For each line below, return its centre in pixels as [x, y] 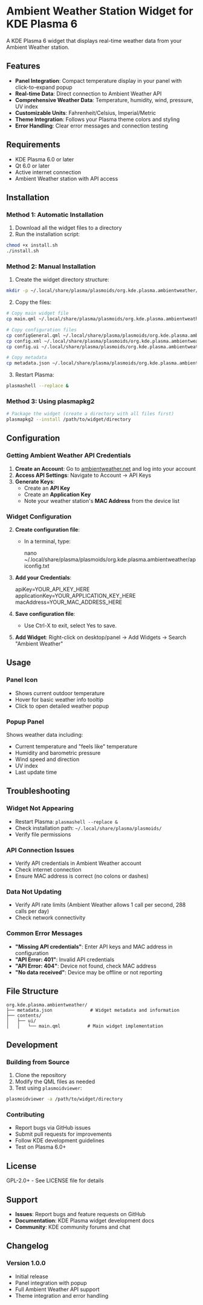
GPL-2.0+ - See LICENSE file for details [55, 1180]
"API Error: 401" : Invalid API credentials [65, 959]
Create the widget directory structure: [62, 280]
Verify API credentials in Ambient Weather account [78, 863]
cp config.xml [24, 341]
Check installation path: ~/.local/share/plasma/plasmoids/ [88, 828]
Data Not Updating [34, 892]
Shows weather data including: [45, 735]
